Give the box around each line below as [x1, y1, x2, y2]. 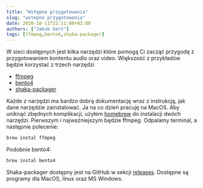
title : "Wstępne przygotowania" [6, 8, 88, 15]
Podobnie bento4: [6, 146, 52, 153]
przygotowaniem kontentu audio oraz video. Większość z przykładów [6, 55, 181, 62]
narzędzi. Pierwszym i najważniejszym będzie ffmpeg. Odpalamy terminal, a [6, 116, 198, 124]
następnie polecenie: [6, 123, 59, 130]
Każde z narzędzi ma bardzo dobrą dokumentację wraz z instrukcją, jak [6, 98, 185, 105]
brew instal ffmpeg [6, 135, 56, 141]
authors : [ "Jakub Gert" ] [6, 25, 69, 32]
